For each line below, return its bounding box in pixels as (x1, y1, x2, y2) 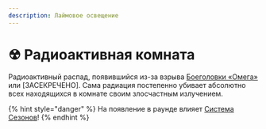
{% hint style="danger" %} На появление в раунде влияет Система (8, 104, 234, 113)
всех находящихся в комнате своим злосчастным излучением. (8, 89, 224, 98)
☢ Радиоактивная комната (8, 45, 195, 63)
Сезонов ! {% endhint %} (8, 112, 90, 122)
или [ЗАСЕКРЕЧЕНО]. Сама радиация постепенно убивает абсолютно (8, 80, 246, 89)
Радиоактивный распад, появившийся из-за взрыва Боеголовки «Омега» (8, 72, 258, 82)
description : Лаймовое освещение (8, 11, 119, 20)
